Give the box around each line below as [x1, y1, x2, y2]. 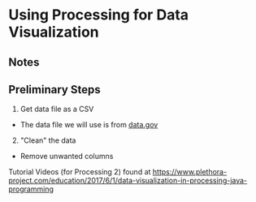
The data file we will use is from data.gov [20, 120, 158, 130]
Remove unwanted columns [20, 152, 114, 161]
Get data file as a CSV [20, 104, 94, 114]
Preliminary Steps [8, 83, 101, 97]
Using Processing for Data [8, 6, 189, 24]
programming [8, 184, 54, 194]
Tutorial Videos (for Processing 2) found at [8, 167, 151, 177]
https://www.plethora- [152, 167, 228, 177]
